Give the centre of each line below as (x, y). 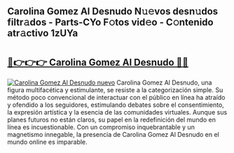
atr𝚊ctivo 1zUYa (43, 33)
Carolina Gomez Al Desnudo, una (164, 82)
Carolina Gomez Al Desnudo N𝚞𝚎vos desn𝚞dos (113, 12)
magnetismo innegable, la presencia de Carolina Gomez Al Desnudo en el (113, 134)
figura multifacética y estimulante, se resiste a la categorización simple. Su (115, 90)
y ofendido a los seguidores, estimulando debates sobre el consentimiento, (116, 105)
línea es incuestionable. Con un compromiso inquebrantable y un (101, 127)
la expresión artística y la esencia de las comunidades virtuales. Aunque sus (117, 112)
